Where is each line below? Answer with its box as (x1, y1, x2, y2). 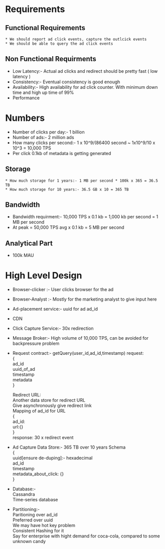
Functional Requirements (5, 24, 85, 32)
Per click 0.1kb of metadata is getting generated (12, 150, 111, 156)
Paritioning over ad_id (12, 512, 58, 518)
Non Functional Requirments (5, 55, 97, 63)
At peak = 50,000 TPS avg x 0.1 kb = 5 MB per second (12, 224, 124, 230)
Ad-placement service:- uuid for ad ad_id (12, 306, 98, 312)
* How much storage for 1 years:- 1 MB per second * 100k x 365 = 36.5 (5, 178, 158, 183)
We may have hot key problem (12, 522, 75, 528)
